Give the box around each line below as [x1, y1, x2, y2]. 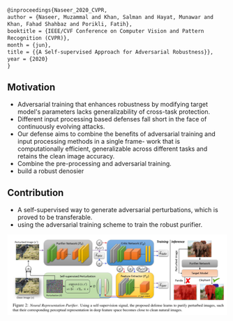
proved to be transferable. [17, 213, 93, 221]
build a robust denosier [17, 167, 84, 175]
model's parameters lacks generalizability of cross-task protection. [17, 107, 211, 116]
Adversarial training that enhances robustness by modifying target [17, 100, 208, 108]
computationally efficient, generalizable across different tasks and [17, 144, 208, 153]
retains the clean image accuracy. [17, 151, 115, 160]
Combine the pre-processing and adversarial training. [17, 159, 172, 167]
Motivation [7, 82, 56, 94]
